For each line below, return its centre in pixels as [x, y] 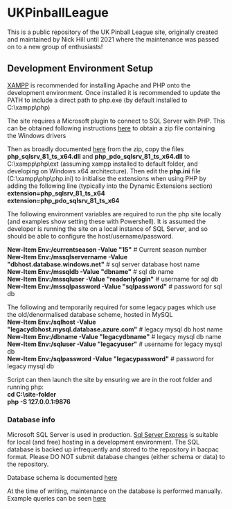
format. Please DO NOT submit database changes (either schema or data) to [116, 457]
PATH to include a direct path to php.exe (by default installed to [97, 100]
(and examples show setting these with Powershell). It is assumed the [107, 221]
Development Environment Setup [80, 68]
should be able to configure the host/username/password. [90, 236]
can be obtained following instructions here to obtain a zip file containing [111, 128]
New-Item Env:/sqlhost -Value [52, 322]
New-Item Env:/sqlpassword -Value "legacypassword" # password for [111, 359]
